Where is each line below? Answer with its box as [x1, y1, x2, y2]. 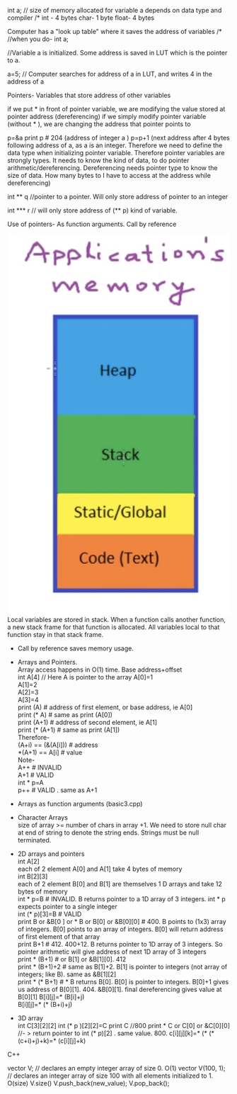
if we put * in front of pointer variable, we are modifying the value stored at [7, 105, 226, 113]
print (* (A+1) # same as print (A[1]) [17, 726, 120, 734]
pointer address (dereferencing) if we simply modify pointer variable [7, 113, 207, 120]
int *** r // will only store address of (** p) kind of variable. [7, 206, 178, 215]
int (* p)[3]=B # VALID [17, 910, 82, 918]
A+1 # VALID [17, 770, 54, 779]
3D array [17, 1013, 44, 1022]
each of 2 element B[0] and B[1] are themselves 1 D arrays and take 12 [17, 879, 223, 888]
